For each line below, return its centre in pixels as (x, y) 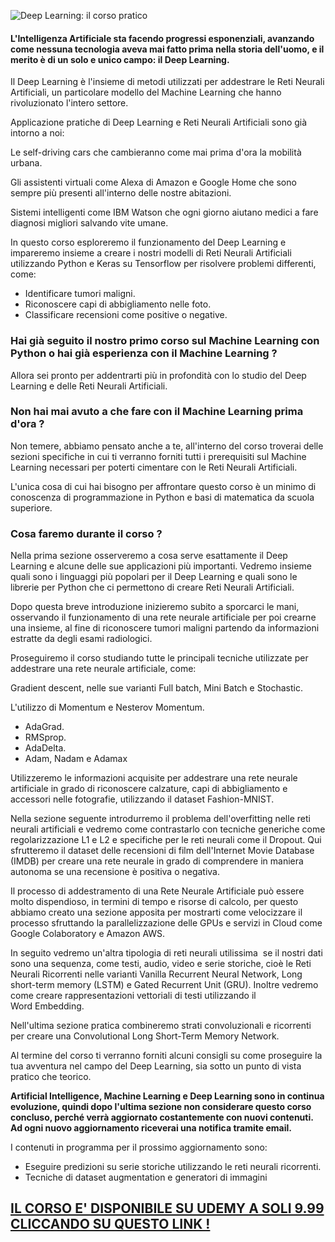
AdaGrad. (44, 727)
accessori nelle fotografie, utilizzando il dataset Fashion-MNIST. (142, 799)
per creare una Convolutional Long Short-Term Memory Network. (145, 1036)
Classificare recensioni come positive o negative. (126, 315)
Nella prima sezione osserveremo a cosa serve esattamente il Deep (149, 556)
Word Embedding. (47, 1006)
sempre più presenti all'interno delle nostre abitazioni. (121, 193)
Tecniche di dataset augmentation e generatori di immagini (146, 1177)
